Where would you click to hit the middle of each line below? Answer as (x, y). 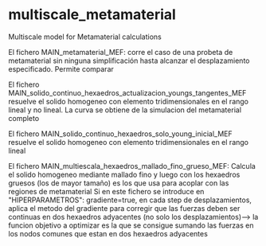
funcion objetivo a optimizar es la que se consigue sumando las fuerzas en (131, 225)
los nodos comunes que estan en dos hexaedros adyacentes (108, 233)
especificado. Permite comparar (61, 68)
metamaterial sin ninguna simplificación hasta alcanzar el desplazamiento (129, 61)
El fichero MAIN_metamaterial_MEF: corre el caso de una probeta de (121, 52)
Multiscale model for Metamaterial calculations (85, 37)
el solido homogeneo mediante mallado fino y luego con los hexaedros (124, 174)
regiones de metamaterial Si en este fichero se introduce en (106, 191)
